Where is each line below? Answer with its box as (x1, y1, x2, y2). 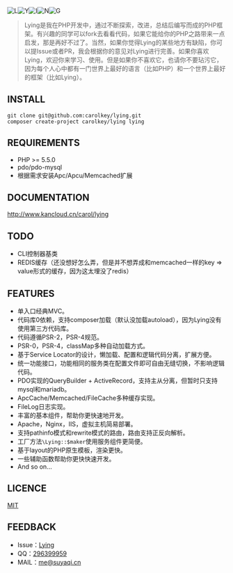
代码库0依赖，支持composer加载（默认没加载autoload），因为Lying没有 (17, 316, 222, 324)
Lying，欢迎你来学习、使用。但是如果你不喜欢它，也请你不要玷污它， (24, 56, 223, 64)
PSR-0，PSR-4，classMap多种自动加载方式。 (17, 341, 150, 350)
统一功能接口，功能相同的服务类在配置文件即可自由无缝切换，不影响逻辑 (17, 359, 225, 368)
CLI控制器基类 (17, 250, 58, 258)
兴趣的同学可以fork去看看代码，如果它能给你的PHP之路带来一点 (42, 30, 225, 38)
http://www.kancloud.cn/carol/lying (7, 210, 109, 218)
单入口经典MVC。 (17, 307, 68, 316)
